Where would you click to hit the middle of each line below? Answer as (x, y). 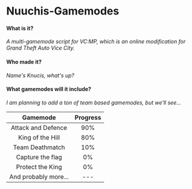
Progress (88, 117)
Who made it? (24, 62)
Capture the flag (39, 157)
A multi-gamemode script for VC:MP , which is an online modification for (96, 42)
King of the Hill (39, 137)
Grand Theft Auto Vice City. (41, 48)
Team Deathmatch (39, 147)
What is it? (20, 28)
